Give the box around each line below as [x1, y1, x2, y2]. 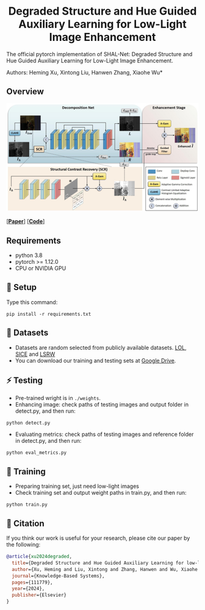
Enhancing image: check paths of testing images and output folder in [15, 401, 189, 408]
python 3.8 [15, 252, 43, 259]
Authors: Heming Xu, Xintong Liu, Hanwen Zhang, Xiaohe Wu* [6, 68, 163, 76]
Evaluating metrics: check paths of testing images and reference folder [15, 430, 194, 438]
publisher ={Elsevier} [12, 592, 67, 598]
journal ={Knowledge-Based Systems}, [12, 573, 105, 579]
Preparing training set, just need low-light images [15, 482, 139, 490]
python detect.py [6, 420, 51, 426]
